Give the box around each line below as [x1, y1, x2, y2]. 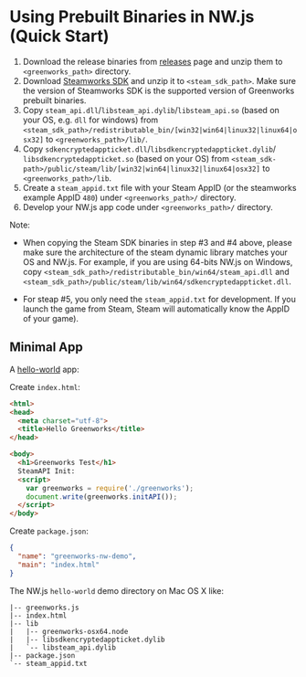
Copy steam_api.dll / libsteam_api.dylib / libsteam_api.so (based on [22, 104, 280, 115]
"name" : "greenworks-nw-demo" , [17, 552, 137, 561]
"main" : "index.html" [17, 560, 100, 569]
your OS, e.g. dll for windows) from [22, 114, 159, 125]
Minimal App [9, 340, 84, 355]
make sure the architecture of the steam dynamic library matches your [22, 247, 288, 258]
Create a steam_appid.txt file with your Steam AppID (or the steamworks [22, 182, 297, 193]
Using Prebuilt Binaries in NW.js [9, 6, 255, 27]
